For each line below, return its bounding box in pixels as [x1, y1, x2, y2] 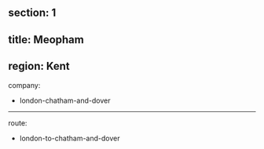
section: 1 [8, 6, 57, 20]
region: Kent [8, 60, 70, 73]
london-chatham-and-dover [19, 96, 111, 105]
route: [8, 118, 27, 128]
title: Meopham [8, 33, 84, 46]
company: [8, 80, 41, 89]
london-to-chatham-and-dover [19, 133, 120, 143]
